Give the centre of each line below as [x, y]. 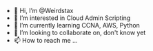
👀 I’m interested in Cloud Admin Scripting [72, 18]
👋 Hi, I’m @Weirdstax [43, 11]
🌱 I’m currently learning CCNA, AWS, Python [76, 25]
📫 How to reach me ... [45, 40]
